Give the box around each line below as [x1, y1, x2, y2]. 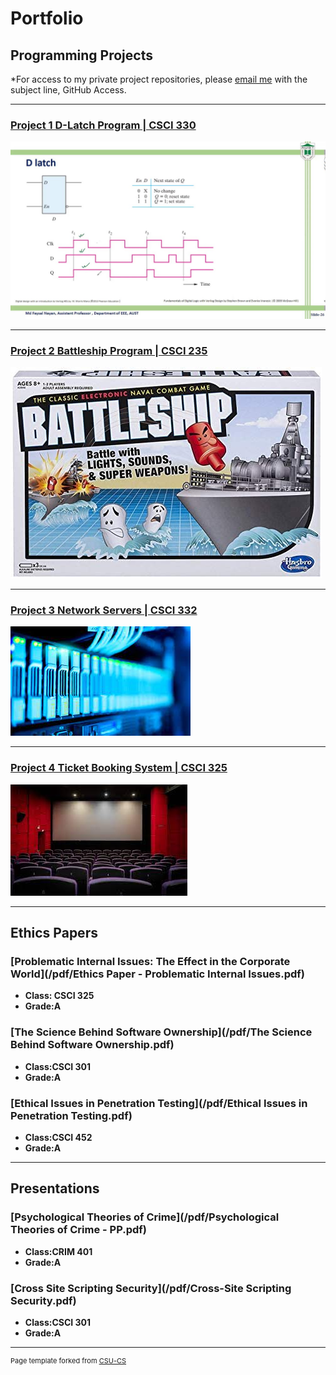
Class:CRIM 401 [24, 1245, 93, 1257]
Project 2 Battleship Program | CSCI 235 [10, 343, 208, 357]
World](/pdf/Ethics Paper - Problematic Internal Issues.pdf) [10, 967, 306, 981]
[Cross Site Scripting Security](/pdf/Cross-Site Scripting [10, 1281, 292, 1295]
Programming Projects [10, 47, 153, 64]
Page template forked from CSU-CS [10, 1355, 127, 1366]
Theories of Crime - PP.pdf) [10, 1223, 148, 1237]
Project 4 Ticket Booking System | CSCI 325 [10, 761, 228, 775]
